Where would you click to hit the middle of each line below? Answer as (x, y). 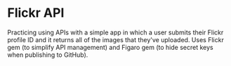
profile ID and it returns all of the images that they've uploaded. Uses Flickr (116, 39)
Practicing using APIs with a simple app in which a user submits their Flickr (115, 32)
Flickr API (36, 13)
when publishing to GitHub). (48, 55)
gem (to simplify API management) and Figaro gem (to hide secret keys (110, 47)
